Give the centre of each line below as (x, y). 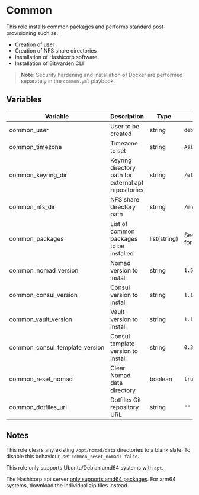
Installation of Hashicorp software (56, 57)
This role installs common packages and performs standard (79, 27)
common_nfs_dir (32, 206)
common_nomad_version (44, 270)
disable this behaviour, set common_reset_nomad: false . (73, 456)
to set (118, 150)
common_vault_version (41, 319)
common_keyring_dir (38, 175)
